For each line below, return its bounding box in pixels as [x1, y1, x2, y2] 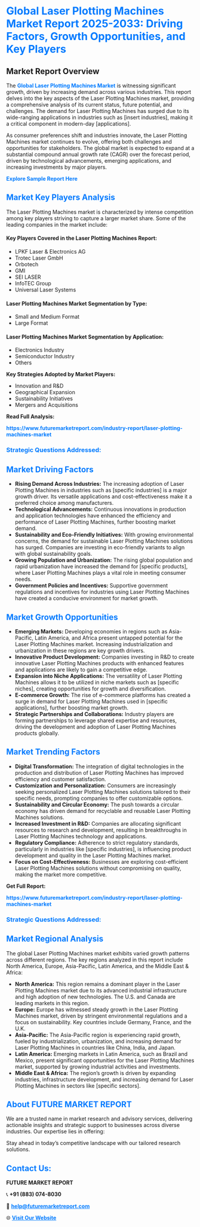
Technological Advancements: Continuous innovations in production [14, 506, 186, 513]
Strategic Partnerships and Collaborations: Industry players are [14, 710, 174, 717]
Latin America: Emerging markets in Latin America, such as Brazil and [14, 1050, 188, 1057]
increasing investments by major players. [6, 163, 107, 170]
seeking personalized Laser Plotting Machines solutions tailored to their [14, 788, 191, 795]
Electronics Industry [14, 346, 64, 354]
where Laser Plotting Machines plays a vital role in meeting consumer [14, 570, 186, 577]
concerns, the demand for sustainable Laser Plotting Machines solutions [14, 537, 193, 545]
